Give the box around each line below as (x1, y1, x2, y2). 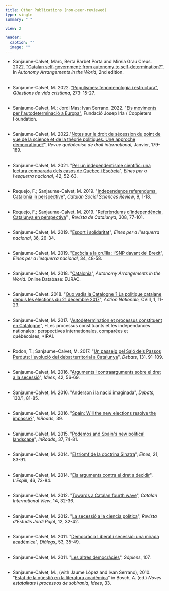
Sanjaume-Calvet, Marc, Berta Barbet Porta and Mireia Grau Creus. (12, 58, 152, 64)
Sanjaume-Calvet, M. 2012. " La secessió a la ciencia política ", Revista (12, 513, 157, 519)
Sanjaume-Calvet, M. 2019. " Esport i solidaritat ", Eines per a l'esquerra (12, 229, 160, 235)
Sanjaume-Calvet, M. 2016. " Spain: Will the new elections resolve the (12, 410, 156, 416)
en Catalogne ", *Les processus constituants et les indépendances (12, 322, 150, 328)
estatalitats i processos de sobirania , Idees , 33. (12, 580, 111, 586)
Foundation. (12, 115, 38, 122)
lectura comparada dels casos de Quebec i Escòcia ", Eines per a (12, 168, 147, 174)
